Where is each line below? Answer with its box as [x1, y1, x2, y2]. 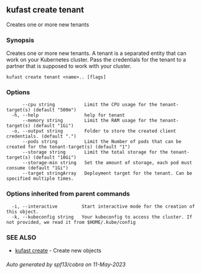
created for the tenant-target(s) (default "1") [6, 144, 131, 150]
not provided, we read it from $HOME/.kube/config [6, 219, 136, 225]
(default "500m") [32, 107, 77, 113]
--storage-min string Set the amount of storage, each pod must [22, 160, 193, 166]
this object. [6, 208, 39, 215]
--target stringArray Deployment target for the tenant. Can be [22, 170, 193, 177]
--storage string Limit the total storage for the [22, 149, 169, 156]
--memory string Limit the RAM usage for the [22, 118, 158, 124]
